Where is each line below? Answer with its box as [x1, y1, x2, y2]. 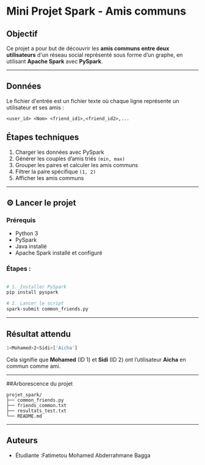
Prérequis [6, 215, 36, 224]
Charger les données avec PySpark [15, 148, 105, 156]
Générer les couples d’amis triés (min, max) [15, 154, 125, 162]
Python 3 [15, 230, 38, 237]
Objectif [6, 29, 38, 39]
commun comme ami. [6, 362, 61, 370]
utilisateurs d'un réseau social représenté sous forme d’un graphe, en [6, 51, 183, 59]
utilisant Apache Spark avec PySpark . [6, 58, 103, 65]
